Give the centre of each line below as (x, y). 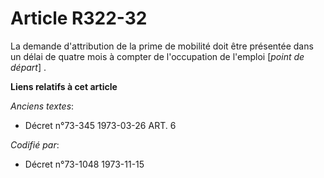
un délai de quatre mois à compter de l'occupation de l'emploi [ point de (157, 56)
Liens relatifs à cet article (64, 86)
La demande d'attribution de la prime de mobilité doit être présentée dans (162, 46)
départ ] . (28, 67)
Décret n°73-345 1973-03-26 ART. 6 (100, 125)
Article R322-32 (79, 18)
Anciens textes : (42, 106)
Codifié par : (35, 144)
